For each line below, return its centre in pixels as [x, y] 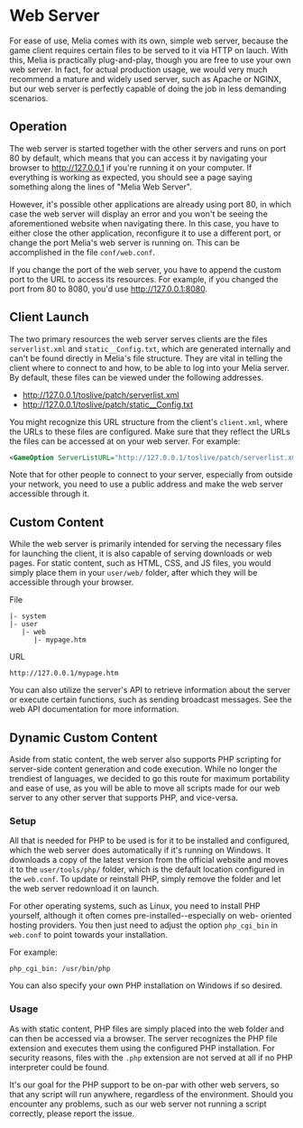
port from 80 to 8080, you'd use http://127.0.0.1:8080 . [109, 289]
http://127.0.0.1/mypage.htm [64, 673]
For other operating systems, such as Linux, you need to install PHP [135, 906]
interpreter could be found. [60, 1067]
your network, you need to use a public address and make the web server [147, 485]
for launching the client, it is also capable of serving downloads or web [141, 554]
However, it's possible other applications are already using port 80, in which [150, 204]
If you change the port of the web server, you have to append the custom [145, 269]
